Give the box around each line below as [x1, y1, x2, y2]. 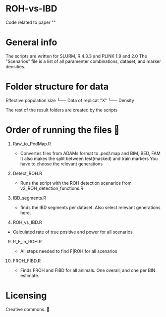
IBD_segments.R [12, 195, 47, 201]
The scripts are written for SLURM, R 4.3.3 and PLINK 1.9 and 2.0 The [5, 53, 148, 59]
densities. [5, 63, 26, 69]
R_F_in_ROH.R [12, 238, 42, 244]
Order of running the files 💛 [5, 124, 120, 135]
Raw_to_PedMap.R [12, 141, 51, 147]
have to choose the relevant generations [20, 160, 103, 166]
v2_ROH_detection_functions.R [20, 185, 84, 191]
